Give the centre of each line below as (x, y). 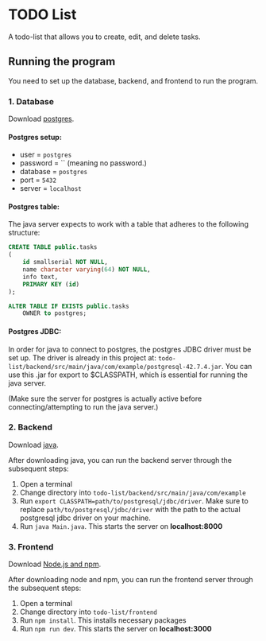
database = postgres (54, 172)
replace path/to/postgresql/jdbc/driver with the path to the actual (130, 509)
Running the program (62, 62)
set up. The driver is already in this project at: (82, 357)
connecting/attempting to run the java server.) (83, 406)
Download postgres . (41, 119)
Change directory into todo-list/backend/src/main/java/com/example (133, 492)
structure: (24, 233)
